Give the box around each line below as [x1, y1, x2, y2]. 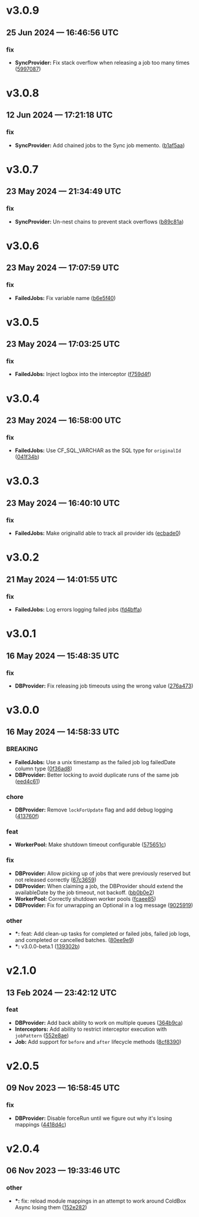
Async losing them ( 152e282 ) [14, 1203, 88, 1210]
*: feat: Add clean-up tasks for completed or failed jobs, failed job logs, [14, 930, 191, 937]
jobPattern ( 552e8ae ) [14, 1031, 69, 1039]
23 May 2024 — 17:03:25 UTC [6, 339, 121, 349]
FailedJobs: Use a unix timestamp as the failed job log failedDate [14, 758, 176, 765]
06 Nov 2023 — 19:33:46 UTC [6, 1165, 121, 1176]
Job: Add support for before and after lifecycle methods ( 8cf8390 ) [14, 1038, 182, 1045]
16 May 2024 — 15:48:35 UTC [6, 650, 120, 661]
